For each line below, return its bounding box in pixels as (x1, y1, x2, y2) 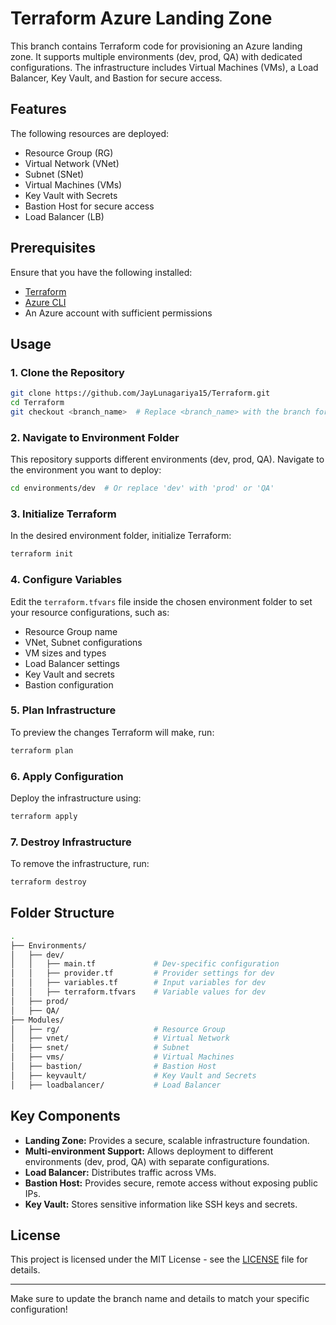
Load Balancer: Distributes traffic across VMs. (24, 1166, 217, 1178)
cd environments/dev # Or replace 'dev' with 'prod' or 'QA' (10, 483, 275, 494)
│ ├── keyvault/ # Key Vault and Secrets (10, 1070, 257, 1081)
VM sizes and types (24, 647, 107, 659)
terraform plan (10, 745, 74, 756)
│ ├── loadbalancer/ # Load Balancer (10, 1080, 222, 1090)
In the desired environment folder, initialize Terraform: (10, 530, 232, 542)
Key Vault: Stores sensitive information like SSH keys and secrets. (24, 1198, 298, 1210)
